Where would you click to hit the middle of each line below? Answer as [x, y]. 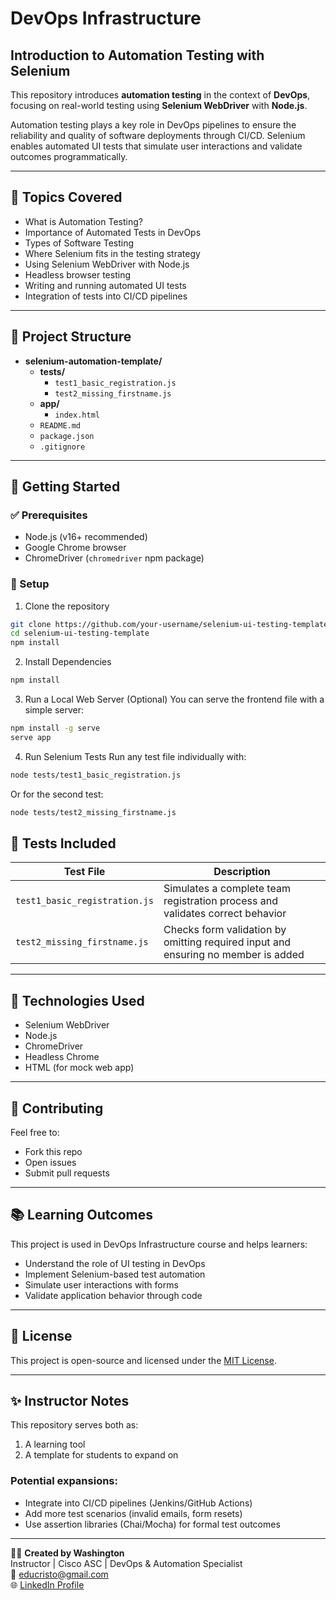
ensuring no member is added [234, 955]
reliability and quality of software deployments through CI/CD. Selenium [158, 135]
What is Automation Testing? [83, 221]
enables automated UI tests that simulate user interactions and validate [156, 146]
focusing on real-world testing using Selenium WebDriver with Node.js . [159, 105]
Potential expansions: [64, 1481]
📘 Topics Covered [66, 197]
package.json [67, 436]
